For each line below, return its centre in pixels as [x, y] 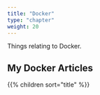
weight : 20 [23, 26]
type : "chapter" [31, 20]
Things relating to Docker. [44, 46]
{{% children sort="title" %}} [49, 85]
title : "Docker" [31, 14]
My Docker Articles [50, 68]
